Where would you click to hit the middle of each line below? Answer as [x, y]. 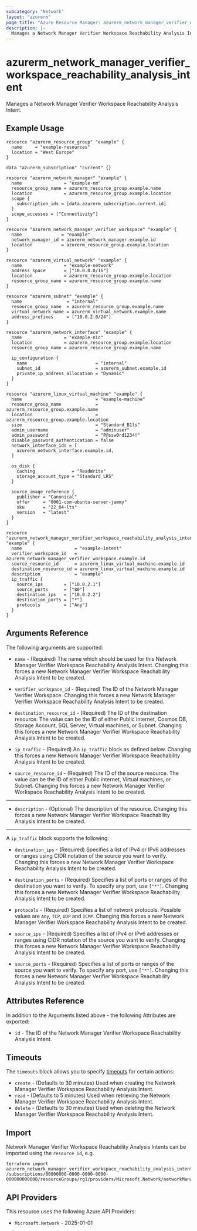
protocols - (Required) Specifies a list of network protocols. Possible [98, 909]
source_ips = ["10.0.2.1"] [59, 584]
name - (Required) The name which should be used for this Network [96, 658]
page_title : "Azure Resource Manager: [53, 22]
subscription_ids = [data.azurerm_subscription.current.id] [91, 203]
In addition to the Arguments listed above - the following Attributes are [91, 1015]
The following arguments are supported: [55, 647]
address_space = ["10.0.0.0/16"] [60, 270]
